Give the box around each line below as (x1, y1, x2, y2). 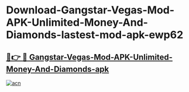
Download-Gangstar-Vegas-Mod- (6, 3, 174, 17)
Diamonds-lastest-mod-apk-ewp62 (6, 29, 184, 41)
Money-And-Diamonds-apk (6, 64, 109, 74)
